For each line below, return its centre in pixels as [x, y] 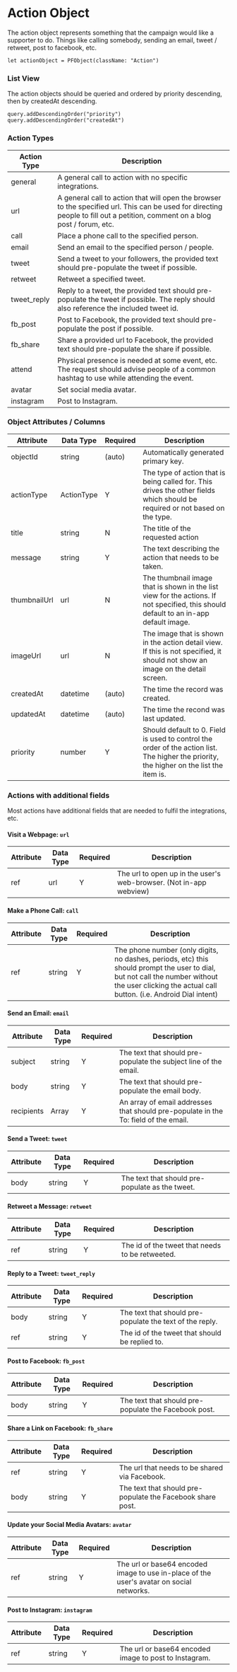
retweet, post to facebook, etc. [52, 47]
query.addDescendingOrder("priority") [64, 115]
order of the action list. [180, 748]
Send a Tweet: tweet [37, 1139]
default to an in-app [176, 613]
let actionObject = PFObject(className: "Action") [83, 60]
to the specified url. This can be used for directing [140, 207]
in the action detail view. [183, 642]
